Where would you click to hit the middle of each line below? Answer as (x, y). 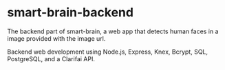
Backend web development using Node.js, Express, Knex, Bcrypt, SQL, (108, 52)
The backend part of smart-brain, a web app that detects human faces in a (113, 31)
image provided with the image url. (56, 38)
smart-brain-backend (71, 13)
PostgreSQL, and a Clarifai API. (51, 58)
